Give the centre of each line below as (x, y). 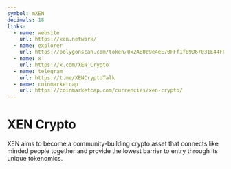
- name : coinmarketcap (46, 84)
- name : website (36, 33)
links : (16, 26)
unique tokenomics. (35, 159)
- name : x (27, 59)
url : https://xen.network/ (58, 39)
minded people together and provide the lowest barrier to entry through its (113, 151)
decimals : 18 (26, 20)
